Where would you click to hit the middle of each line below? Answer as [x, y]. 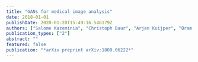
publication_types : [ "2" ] [38, 34]
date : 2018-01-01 [28, 17]
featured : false [26, 45]
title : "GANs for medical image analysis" [59, 12]
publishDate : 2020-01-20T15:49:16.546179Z [59, 22]
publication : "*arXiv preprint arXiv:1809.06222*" [70, 50]
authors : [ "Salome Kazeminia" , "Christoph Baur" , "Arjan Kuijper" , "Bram [99, 28]
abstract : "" [22, 39]
